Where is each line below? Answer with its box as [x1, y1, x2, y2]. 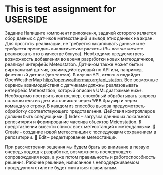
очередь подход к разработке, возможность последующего [5, 149, 132, 155]
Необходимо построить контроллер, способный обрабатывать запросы [5, 92, 157, 99]
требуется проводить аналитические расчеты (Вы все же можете [5, 46, 143, 51]
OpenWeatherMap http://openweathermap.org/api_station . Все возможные [5, 77, 158, 83]
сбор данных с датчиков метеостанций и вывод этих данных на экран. [5, 35, 154, 41]
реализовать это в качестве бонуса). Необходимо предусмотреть [5, 50, 144, 57]
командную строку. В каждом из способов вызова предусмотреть [5, 103, 145, 109]
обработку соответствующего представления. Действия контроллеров [5, 108, 155, 114]
